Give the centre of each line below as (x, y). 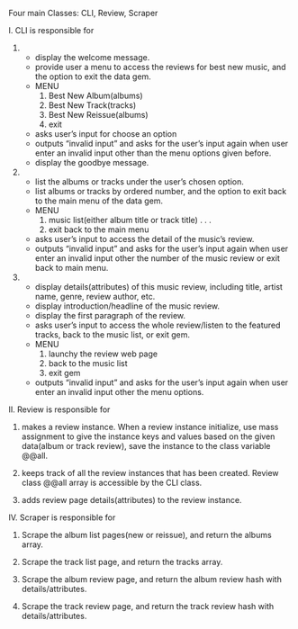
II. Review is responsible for (59, 409)
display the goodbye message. (92, 162)
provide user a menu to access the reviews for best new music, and (160, 67)
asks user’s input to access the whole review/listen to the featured (158, 325)
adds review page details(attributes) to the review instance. (131, 500)
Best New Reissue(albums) (99, 115)
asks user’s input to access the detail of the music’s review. (144, 239)
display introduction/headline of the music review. (127, 306)
